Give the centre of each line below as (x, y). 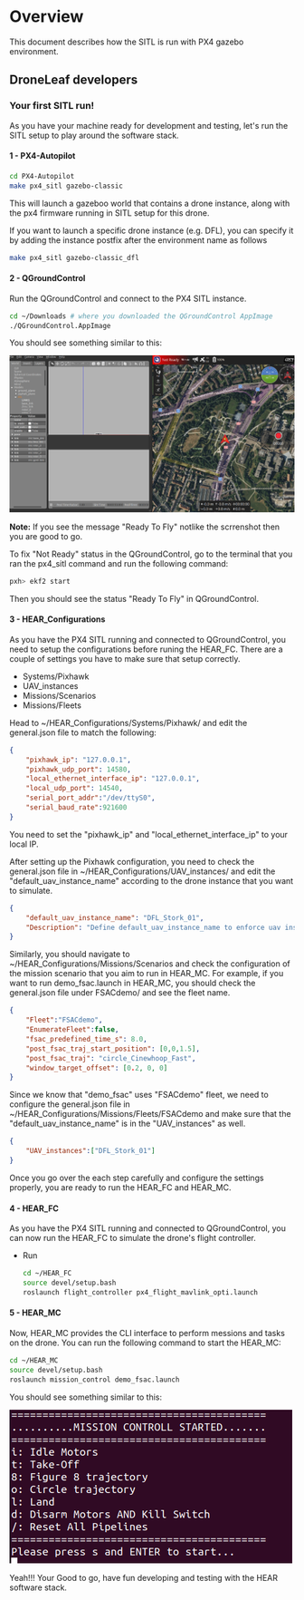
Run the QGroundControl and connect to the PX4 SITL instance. (128, 298)
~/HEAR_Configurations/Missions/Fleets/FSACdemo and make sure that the (150, 1114)
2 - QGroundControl (47, 278)
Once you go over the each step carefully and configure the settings (137, 1178)
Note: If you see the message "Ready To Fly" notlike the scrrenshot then (145, 527)
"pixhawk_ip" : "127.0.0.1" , (78, 760)
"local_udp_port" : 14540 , (75, 789)
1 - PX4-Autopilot (43, 156)
